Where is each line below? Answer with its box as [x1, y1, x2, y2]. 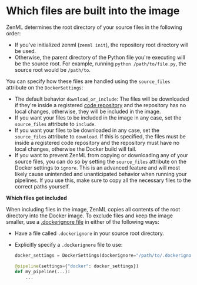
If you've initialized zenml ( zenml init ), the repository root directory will [14, 41, 189, 48]
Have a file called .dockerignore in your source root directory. [14, 230, 165, 237]
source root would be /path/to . [14, 66, 91, 73]
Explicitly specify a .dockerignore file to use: [14, 241, 123, 248]
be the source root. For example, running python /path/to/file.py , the [14, 60, 186, 67]
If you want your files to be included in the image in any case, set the [14, 114, 182, 121]
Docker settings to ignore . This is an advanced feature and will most [14, 164, 181, 171]
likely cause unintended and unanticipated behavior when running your [14, 170, 187, 177]
